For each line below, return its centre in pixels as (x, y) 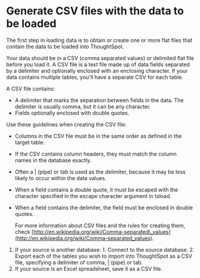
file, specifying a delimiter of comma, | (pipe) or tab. (79, 262)
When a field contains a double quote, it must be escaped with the (96, 190)
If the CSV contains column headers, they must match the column (96, 154)
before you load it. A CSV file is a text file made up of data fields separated (98, 64)
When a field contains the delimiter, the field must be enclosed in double (104, 208)
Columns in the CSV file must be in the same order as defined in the (98, 136)
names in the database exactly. (53, 160)
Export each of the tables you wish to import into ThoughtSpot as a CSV (103, 256)
